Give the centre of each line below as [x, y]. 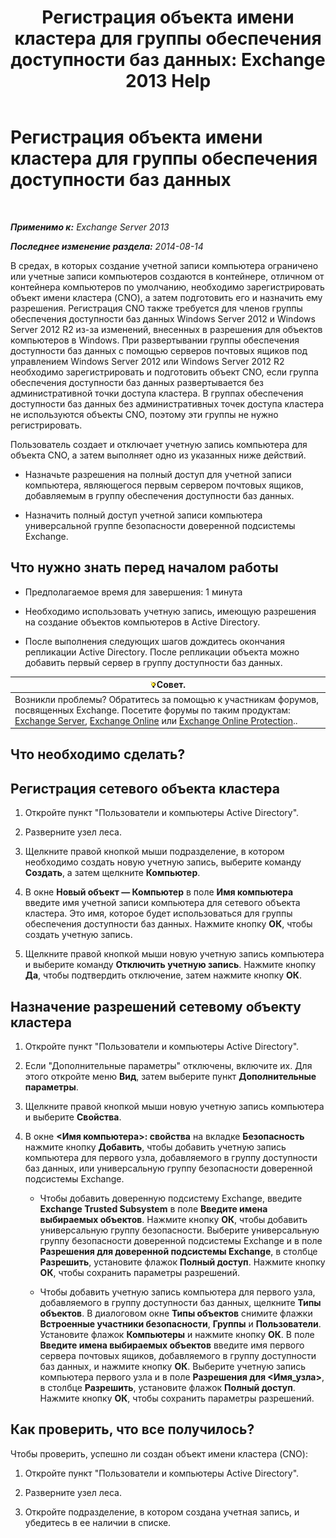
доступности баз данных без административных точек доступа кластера [167, 403]
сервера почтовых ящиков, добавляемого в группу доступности [178, 1356]
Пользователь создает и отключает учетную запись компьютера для [159, 444]
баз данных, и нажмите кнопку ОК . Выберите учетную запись [173, 1367]
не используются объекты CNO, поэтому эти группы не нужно [144, 414]
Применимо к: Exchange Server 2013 [90, 227]
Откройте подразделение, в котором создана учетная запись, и [162, 1512]
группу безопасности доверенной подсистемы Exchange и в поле [181, 1241]
